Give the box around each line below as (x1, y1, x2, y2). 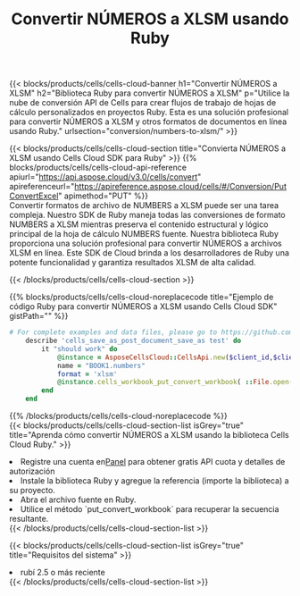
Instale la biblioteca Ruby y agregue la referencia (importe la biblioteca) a (21, 475, 289, 486)
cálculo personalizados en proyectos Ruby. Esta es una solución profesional (9, 107, 288, 118)
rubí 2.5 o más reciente (21, 567, 105, 578)
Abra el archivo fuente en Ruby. (21, 494, 137, 505)
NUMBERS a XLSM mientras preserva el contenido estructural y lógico (9, 219, 269, 230)
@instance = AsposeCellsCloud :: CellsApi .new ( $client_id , (56, 353, 274, 362)
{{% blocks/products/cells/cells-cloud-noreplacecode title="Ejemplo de (9, 291, 274, 303)
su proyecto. (9, 485, 55, 496)
